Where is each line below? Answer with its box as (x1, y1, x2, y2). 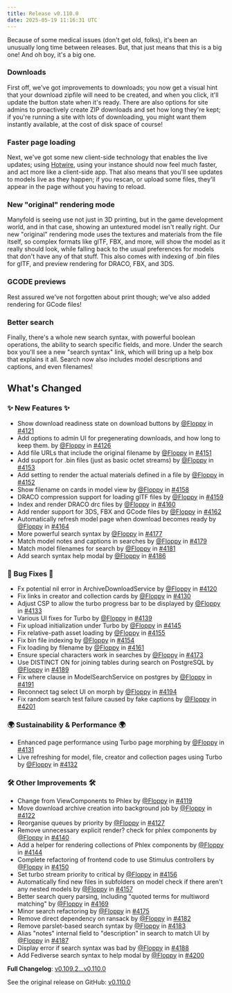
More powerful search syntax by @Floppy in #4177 (17, 529, 163, 537)
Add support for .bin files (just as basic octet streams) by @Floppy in (17, 456, 214, 464)
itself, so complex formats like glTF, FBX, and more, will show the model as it (7, 238, 226, 246)
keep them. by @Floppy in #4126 (17, 441, 111, 449)
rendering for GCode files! (7, 300, 82, 308)
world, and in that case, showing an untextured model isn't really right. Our (7, 223, 220, 231)
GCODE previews (7, 277, 66, 287)
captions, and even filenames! (7, 362, 93, 370)
